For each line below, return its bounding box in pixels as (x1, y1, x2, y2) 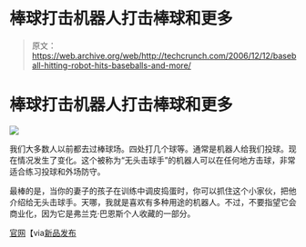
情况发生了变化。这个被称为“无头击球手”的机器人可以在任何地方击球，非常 (16, 154, 296, 165)
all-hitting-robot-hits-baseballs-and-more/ (31, 60, 191, 71)
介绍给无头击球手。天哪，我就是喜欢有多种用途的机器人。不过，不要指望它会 (9, 196, 297, 207)
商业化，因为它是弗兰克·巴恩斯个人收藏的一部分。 (9, 208, 196, 219)
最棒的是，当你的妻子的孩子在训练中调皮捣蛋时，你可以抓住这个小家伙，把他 (9, 185, 297, 196)
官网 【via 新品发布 (9, 227, 77, 238)
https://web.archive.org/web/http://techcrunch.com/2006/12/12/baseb (31, 50, 297, 61)
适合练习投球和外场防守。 (9, 165, 106, 177)
